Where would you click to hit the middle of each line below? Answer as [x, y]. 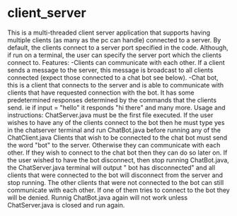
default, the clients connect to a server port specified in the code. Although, [118, 47]
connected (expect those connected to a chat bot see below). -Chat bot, [113, 77]
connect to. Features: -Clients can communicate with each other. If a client [116, 62]
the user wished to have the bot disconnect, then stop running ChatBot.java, [118, 160]
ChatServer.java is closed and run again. [66, 205]
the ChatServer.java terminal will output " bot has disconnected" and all [111, 167]
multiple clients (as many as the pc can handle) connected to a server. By [114, 40]
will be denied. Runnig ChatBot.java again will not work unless [98, 197]
